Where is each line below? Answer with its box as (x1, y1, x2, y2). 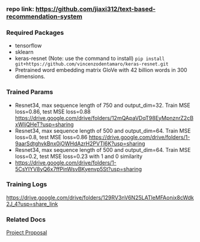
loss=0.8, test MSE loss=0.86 (14, 133, 88, 141)
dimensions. (14, 73, 46, 80)
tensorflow (14, 42, 42, 49)
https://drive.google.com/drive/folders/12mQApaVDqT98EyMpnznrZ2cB (14, 114, 194, 121)
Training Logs (6, 180, 47, 189)
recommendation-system (6, 12, 83, 20)
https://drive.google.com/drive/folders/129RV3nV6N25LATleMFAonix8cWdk (6, 194, 194, 201)
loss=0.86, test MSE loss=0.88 (14, 107, 91, 115)
